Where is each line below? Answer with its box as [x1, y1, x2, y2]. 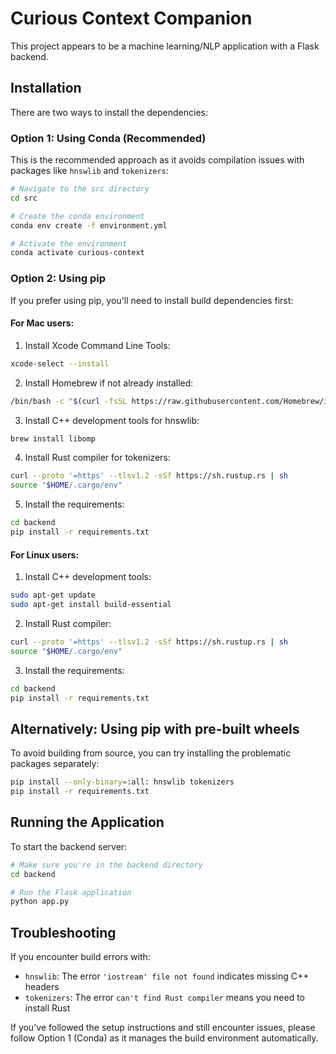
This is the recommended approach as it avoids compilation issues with [10, 154, 305, 166]
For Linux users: [10, 548, 80, 561]
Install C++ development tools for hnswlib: [24, 414, 200, 426]
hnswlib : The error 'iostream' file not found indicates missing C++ [24, 970, 310, 982]
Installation [10, 80, 82, 97]
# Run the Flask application [10, 887, 132, 897]
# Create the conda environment [10, 211, 145, 221]
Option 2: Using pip [10, 272, 107, 286]
